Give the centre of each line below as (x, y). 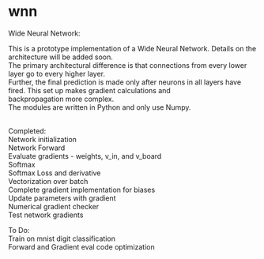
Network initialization (43, 139)
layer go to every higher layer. (57, 73)
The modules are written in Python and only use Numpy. (100, 107)
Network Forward (37, 148)
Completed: (27, 131)
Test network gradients (46, 215)
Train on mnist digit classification (62, 238)
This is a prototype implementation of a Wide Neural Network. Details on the (132, 48)
